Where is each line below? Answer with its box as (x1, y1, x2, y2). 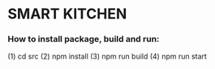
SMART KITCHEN (7, 5, 127, 23)
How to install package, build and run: (7, 34, 160, 45)
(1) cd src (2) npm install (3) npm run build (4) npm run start (7, 51, 208, 61)
